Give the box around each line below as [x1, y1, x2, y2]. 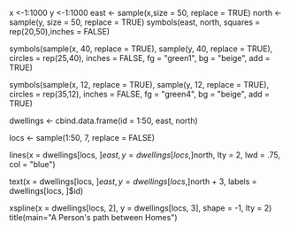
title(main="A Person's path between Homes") [9, 212, 179, 222]
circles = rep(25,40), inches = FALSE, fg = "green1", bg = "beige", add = [9, 53, 271, 63]
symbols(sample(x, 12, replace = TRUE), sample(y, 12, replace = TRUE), [9, 80, 270, 89]
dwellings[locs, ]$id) [9, 186, 84, 196]
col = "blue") [9, 159, 56, 169]
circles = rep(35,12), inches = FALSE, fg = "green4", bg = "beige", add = [9, 89, 271, 99]
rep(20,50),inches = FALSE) [9, 27, 111, 36]
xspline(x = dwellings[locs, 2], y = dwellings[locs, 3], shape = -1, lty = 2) [9, 203, 272, 213]
